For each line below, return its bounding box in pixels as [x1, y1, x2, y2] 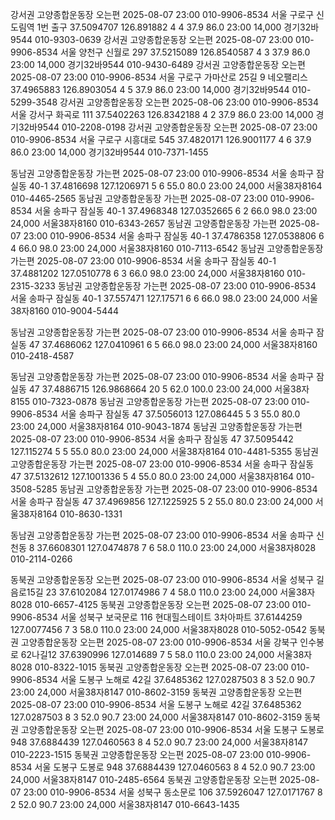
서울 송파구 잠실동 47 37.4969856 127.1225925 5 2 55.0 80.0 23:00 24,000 [10, 496, 313, 507]
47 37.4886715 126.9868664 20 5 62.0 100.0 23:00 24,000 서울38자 [28, 383, 310, 395]
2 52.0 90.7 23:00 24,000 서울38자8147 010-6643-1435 [10, 799, 240, 810]
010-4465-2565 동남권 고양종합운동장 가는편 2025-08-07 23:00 [10, 193, 268, 204]
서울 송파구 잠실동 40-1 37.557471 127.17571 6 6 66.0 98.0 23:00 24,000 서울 [10, 293, 318, 304]
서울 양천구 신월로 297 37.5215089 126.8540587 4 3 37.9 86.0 [59, 46, 311, 58]
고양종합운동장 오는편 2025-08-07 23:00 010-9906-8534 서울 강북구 [20, 636, 298, 648]
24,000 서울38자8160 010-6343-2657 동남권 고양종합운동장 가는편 [10, 218, 278, 229]
